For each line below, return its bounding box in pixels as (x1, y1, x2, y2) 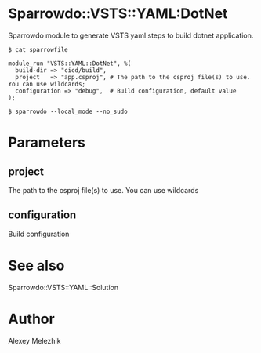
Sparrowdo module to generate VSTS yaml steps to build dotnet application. (8, 31, 254, 40)
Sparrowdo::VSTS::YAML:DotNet (8, 5, 228, 23)
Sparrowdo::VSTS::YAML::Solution (8, 282, 119, 292)
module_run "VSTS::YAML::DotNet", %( (8, 60, 132, 67)
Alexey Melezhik (8, 336, 61, 345)
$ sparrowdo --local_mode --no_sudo (8, 107, 128, 115)
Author (8, 310, 55, 328)
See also (8, 257, 65, 275)
